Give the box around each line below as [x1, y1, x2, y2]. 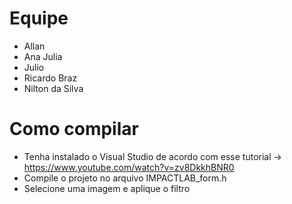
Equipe [9, 7, 69, 30]
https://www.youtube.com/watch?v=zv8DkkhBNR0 [23, 161, 235, 173]
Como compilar [9, 118, 139, 141]
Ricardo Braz [23, 72, 78, 84]
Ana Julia [23, 50, 63, 62]
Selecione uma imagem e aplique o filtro [23, 182, 191, 194]
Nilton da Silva [23, 82, 84, 94]
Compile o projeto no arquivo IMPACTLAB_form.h [23, 172, 227, 184]
